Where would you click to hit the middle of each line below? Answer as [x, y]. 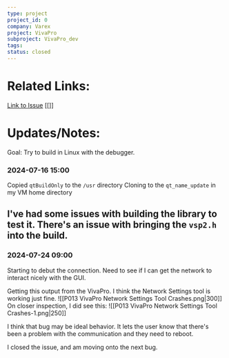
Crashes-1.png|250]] [37, 313]
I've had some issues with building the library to [112, 214]
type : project [28, 13]
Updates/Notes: [54, 133]
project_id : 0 [28, 20]
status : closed [29, 52]
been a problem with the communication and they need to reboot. [100, 334]
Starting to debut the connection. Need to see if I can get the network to [110, 270]
